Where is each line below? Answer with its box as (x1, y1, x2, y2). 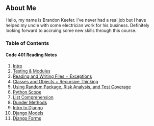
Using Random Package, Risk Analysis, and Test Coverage (12, 84, 131, 90)
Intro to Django (12, 104, 43, 110)
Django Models (12, 110, 44, 116)
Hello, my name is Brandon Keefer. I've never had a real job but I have (5, 17, 146, 23)
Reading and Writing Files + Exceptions (12, 73, 92, 79)
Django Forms (12, 115, 41, 121)
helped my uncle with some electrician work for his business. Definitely (5, 22, 150, 28)
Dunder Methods (12, 99, 47, 105)
